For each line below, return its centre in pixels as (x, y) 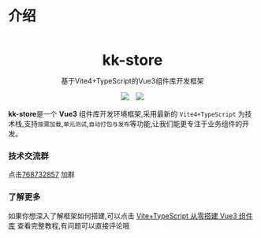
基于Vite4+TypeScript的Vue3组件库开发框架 (132, 80)
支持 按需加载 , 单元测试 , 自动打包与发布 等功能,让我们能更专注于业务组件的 (133, 124)
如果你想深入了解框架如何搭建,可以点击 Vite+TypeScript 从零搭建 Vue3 (123, 216)
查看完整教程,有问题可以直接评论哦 (73, 225)
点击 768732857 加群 (41, 175)
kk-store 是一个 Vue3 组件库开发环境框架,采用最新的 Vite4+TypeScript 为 (127, 113)
